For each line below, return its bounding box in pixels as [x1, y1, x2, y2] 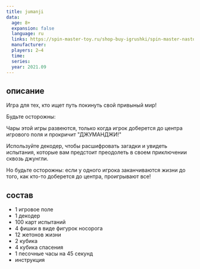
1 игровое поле [14, 206, 54, 213]
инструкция [14, 257, 45, 263]
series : [11, 58, 31, 64]
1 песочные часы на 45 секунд [14, 250, 93, 257]
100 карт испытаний [14, 219, 66, 226]
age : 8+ [11, 20, 31, 26]
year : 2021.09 [11, 64, 46, 70]
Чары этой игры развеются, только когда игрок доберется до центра [6, 125, 183, 132]
